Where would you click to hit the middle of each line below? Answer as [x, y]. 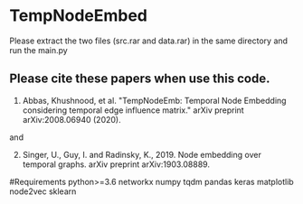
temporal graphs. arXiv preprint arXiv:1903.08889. [116, 164]
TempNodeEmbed [78, 16]
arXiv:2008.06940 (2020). [71, 119]
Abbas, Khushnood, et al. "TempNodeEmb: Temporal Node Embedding [154, 100]
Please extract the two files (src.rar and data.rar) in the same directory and [148, 41]
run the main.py [38, 50]
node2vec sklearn [43, 191]
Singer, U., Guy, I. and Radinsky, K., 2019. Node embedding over [142, 154]
